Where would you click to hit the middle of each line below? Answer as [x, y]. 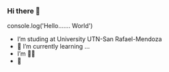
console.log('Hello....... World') [50, 26]
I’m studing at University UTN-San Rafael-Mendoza [89, 39]
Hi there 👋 [24, 11]
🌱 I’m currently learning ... [53, 47]
